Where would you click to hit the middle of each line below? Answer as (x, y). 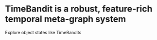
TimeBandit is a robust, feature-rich (79, 9)
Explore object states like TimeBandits (43, 32)
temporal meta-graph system (66, 19)
